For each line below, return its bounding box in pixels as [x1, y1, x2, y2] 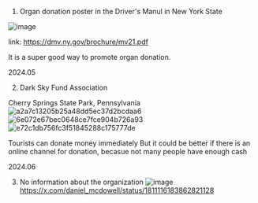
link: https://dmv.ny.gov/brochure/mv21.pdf [8, 37, 148, 46]
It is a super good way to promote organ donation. [8, 53, 171, 61]
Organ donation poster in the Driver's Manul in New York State [19, 7, 222, 16]
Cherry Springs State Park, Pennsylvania [8, 98, 140, 107]
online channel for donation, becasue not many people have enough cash [8, 147, 248, 156]
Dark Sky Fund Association [19, 83, 108, 92]
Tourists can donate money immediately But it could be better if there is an [8, 138, 251, 148]
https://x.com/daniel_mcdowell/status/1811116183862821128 [19, 186, 215, 195]
